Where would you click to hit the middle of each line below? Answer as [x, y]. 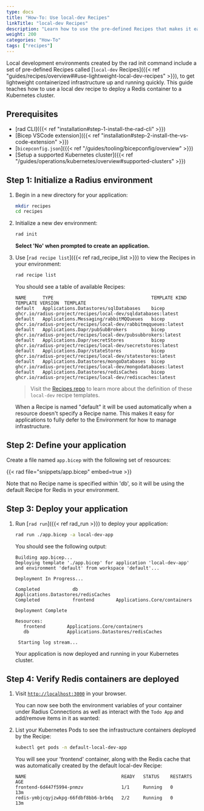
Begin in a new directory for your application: [71, 195]
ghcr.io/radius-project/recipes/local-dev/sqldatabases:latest [97, 314]
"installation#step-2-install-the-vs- [145, 135]
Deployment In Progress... [49, 579]
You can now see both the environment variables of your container [98, 705]
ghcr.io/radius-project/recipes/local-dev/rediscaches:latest [95, 377]
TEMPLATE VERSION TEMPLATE [50, 303]
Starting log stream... [48, 642]
